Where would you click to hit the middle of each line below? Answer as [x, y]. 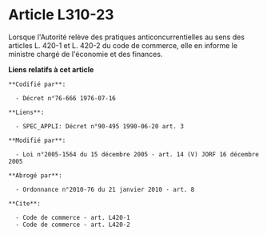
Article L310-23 [61, 15]
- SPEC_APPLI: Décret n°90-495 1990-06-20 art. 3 [100, 126]
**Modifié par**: [37, 140]
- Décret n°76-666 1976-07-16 [66, 98]
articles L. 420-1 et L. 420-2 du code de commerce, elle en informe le [123, 45]
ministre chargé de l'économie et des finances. [86, 54]
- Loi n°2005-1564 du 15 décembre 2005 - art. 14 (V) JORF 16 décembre [137, 154]
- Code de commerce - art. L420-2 [73, 225]
